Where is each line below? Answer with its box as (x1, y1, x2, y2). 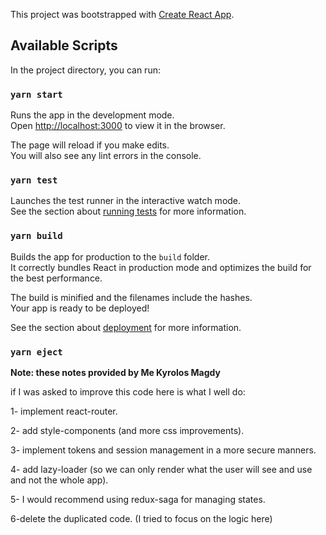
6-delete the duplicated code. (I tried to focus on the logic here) (10, 513, 273, 524)
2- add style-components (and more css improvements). (10, 425, 245, 436)
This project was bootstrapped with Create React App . (10, 9, 235, 20)
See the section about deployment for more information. (10, 321, 242, 333)
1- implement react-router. (10, 405, 118, 417)
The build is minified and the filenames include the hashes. (10, 291, 253, 303)
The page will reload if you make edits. (10, 139, 170, 151)
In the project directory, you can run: (10, 64, 161, 76)
